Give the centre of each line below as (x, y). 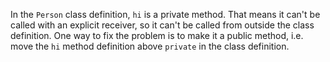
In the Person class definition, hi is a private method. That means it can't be (165, 14)
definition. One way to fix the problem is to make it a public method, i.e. (157, 35)
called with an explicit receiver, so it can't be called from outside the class (162, 25)
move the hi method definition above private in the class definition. (150, 46)
